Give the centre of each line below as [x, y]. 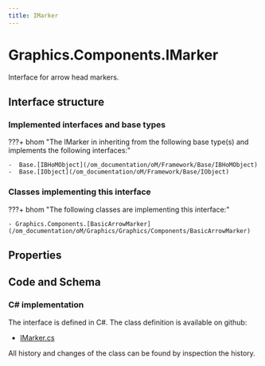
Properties [35, 255]
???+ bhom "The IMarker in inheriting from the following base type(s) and [129, 142]
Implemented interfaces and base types [87, 124]
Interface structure [57, 101]
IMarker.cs [37, 337]
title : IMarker [33, 16]
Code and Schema [55, 282]
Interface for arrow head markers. [64, 77]
